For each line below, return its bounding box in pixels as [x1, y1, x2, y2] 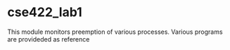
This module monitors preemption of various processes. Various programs [7, 27, 223, 36]
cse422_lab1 [7, 4, 82, 20]
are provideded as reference [7, 35, 90, 43]
